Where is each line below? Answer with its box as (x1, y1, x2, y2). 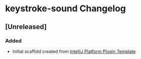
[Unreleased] (5, 23, 47, 31)
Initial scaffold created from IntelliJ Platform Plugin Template (12, 48, 136, 54)
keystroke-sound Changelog (5, 3, 126, 14)
